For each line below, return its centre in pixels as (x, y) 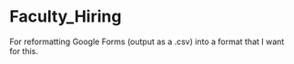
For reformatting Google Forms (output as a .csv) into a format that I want (147, 41)
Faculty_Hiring (66, 17)
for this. (24, 50)
